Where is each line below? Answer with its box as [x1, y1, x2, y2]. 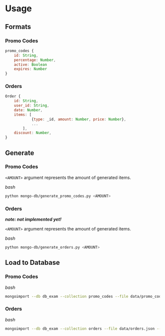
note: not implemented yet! [5, 217, 62, 223]
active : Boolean [14, 62, 48, 67]
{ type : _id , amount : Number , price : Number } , [31, 116, 126, 122]
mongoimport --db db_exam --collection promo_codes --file [5, 294, 129, 299]
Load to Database [5, 258, 60, 267]
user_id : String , [14, 103, 50, 108]
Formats [5, 23, 31, 31]
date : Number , [14, 108, 43, 113]
